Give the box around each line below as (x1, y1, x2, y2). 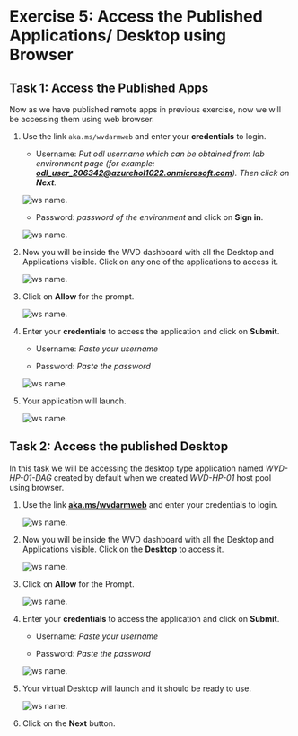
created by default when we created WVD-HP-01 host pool (53, 472, 272, 483)
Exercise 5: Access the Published (9, 6, 263, 27)
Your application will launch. (22, 395, 127, 406)
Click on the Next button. (22, 717, 116, 729)
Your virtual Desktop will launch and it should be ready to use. (22, 683, 251, 694)
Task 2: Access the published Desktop (9, 439, 229, 455)
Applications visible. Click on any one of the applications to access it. (22, 256, 278, 267)
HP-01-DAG (9, 472, 52, 483)
